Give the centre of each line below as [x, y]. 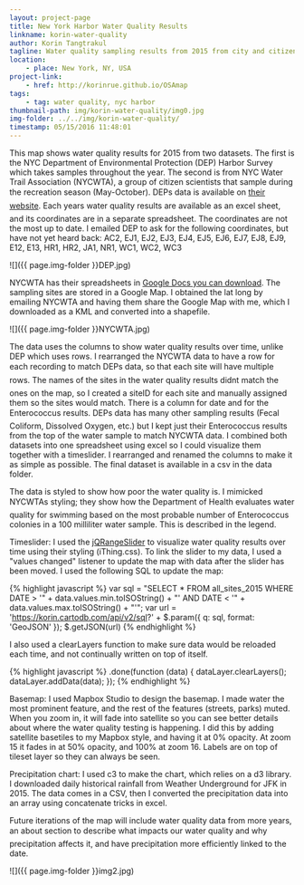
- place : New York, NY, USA [78, 69]
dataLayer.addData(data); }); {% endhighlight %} [100, 681]
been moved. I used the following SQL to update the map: [117, 571]
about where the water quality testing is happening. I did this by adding [142, 727]
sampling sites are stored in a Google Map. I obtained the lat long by [137, 292]
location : [28, 60]
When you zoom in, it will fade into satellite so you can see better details [144, 718]
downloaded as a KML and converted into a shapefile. [110, 312]
